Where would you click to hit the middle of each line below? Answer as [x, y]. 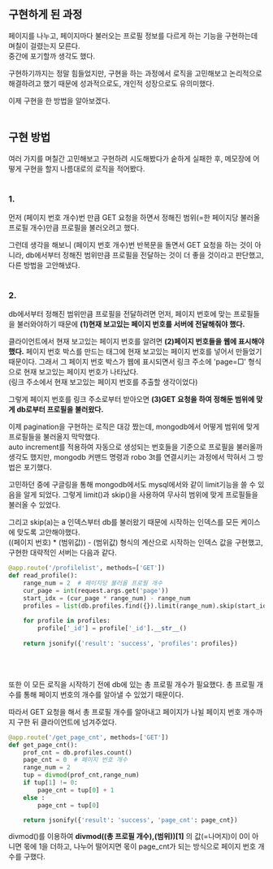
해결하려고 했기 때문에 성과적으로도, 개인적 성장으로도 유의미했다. [112, 83]
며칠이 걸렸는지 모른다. [44, 45]
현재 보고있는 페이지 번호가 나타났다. [81, 372]
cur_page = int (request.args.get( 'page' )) [96, 590]
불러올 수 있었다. [35, 505]
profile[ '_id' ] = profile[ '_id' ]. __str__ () [112, 629]
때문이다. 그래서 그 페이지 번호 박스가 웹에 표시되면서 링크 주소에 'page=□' [127, 362]
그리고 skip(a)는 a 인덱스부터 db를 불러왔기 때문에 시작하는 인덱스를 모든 [124, 522]
